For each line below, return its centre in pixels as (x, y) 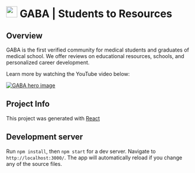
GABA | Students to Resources (96, 14)
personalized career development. (48, 63)
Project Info (28, 104)
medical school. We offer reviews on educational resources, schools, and (95, 56)
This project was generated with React (53, 118)
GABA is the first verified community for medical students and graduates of (97, 50)
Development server (45, 137)
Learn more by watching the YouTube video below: (68, 74)
